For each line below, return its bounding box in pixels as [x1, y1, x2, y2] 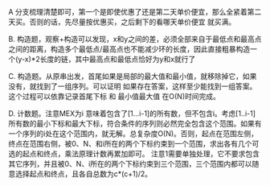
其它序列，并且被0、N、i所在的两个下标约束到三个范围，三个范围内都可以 [8, 159, 252, 168]
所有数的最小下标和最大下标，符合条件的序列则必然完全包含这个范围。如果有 [8, 119, 262, 128]
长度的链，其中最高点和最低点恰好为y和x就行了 [39, 55, 196, 64]
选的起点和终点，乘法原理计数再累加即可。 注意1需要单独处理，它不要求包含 [8, 149, 260, 159]
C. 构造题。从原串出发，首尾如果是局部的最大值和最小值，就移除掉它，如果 [8, 72, 257, 81]
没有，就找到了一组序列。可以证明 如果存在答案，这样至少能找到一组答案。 [8, 81, 257, 91]
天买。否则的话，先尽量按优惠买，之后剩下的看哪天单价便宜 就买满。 [8, 17, 235, 27]
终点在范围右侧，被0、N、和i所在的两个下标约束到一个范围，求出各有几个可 [8, 139, 260, 148]
